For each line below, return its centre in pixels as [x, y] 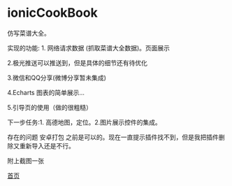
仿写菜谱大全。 [29, 33]
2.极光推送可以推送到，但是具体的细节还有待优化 [78, 63]
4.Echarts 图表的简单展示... [46, 92]
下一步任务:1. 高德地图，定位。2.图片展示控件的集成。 [85, 122]
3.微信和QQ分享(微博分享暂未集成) [57, 78]
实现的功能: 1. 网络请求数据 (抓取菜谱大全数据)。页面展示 [88, 48]
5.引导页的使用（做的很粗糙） [50, 107]
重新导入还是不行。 [47, 145]
